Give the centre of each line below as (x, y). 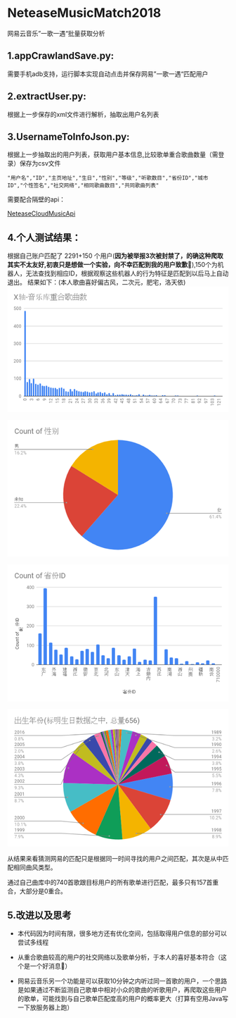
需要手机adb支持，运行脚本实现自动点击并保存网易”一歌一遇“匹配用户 (108, 74)
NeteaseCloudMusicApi (41, 213)
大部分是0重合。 (43, 891)
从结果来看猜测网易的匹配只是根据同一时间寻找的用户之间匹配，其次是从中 (115, 858)
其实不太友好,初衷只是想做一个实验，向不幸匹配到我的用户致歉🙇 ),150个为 (112, 265)
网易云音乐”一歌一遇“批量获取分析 (56, 33)
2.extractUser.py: (47, 97)
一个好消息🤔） (51, 966)
